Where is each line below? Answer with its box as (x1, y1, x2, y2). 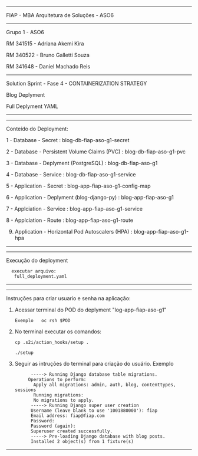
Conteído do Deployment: (6, 125, 69, 132)
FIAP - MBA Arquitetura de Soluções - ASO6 (6, 12, 114, 18)
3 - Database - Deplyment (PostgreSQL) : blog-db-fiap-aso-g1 (6, 160, 158, 166)
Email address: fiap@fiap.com (30, 413, 105, 419)
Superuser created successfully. (30, 428, 113, 434)
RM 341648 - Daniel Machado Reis (6, 63, 90, 70)
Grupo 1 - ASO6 (6, 29, 44, 35)
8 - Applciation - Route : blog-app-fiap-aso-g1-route (6, 216, 134, 224)
